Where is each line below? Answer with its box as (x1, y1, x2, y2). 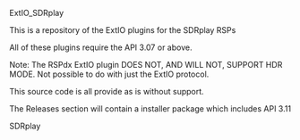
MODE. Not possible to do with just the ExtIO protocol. (9, 69, 210, 79)
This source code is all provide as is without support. (9, 86, 204, 96)
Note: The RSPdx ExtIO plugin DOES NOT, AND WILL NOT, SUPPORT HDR (9, 60, 283, 70)
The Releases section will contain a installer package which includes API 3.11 (9, 103, 292, 114)
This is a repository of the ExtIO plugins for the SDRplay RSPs (9, 25, 236, 35)
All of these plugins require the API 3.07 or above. (9, 42, 193, 53)
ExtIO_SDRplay (9, 8, 64, 18)
